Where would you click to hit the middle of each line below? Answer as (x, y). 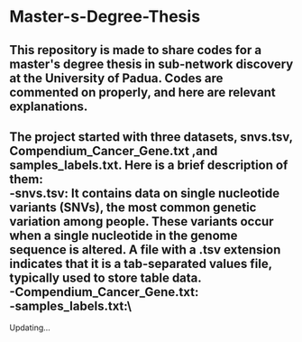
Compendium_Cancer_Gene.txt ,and (114, 151)
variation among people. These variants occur (142, 222)
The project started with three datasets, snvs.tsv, (151, 137)
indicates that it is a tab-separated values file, (141, 263)
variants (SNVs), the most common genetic (133, 207)
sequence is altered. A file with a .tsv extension (145, 250)
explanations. (49, 106)
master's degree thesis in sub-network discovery (151, 64)
